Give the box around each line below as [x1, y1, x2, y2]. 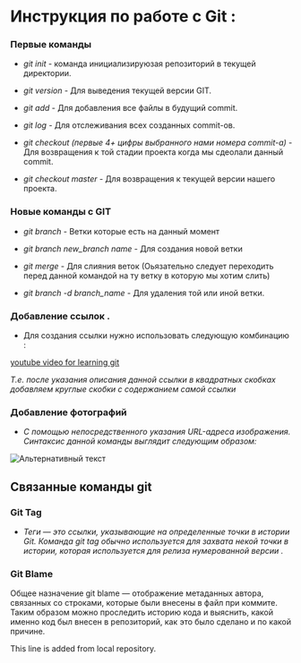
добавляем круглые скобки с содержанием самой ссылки [10, 384, 236, 395]
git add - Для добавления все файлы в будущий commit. [22, 103, 238, 114]
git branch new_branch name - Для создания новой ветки [22, 243, 243, 254]
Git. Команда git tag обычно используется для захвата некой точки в [22, 536, 289, 547]
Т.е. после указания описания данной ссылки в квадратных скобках [10, 374, 277, 386]
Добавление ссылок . [10, 310, 110, 322]
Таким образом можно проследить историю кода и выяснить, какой [10, 607, 274, 618]
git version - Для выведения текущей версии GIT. [22, 85, 212, 96]
